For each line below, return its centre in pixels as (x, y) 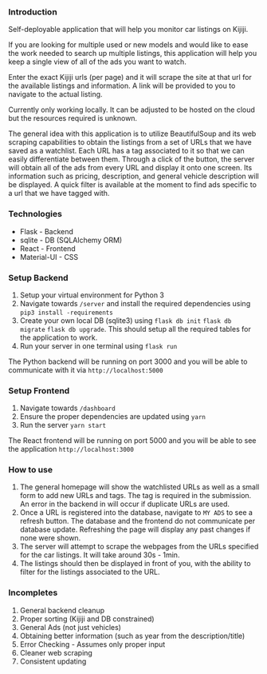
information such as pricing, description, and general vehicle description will (133, 176)
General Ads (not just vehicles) (71, 627)
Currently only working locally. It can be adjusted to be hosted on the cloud (132, 110)
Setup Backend (39, 277)
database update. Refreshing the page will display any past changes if (135, 529)
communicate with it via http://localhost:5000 (86, 369)
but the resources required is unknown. (73, 118)
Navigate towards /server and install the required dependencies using (135, 303)
